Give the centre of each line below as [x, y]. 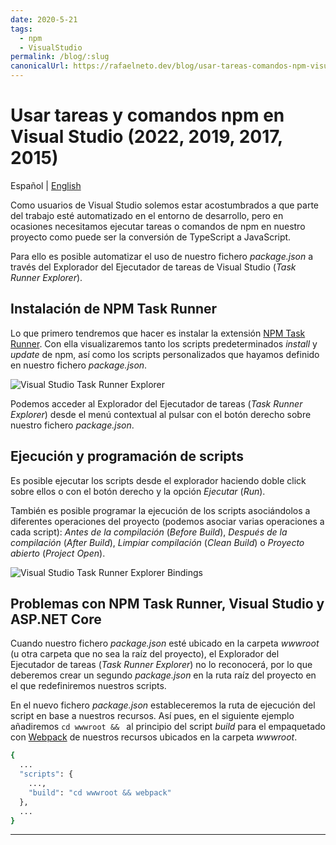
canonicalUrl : [40, 66]
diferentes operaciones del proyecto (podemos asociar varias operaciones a [167, 521]
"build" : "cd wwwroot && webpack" [100, 792]
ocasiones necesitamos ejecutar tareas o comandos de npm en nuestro [158, 226]
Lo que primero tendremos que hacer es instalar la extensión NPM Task [158, 333]
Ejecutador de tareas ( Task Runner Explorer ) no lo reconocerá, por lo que [161, 665]
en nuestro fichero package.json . [79, 365]
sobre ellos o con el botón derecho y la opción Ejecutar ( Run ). [138, 491]
